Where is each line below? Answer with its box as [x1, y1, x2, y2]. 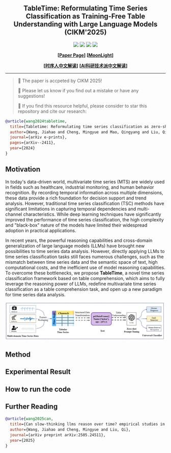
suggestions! [17, 93, 45, 99]
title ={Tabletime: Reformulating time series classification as [10, 124, 149, 129]
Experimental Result [5, 367, 71, 376]
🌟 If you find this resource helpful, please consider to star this [17, 103, 148, 109]
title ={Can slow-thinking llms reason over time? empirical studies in [10, 422, 165, 427]
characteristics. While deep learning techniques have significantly [23, 211, 161, 217]
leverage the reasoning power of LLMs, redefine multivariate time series [5, 281, 156, 287]
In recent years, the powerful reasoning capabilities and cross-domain [5, 237, 153, 243]
